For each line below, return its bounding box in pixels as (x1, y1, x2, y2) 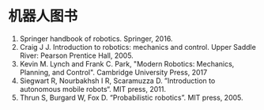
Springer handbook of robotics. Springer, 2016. (19, 33, 173, 44)
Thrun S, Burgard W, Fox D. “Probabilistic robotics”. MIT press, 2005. (19, 93, 243, 102)
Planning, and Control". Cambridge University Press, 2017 (19, 67, 208, 77)
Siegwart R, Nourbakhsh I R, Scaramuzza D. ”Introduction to (19, 76, 216, 85)
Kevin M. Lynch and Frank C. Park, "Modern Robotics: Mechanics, (19, 59, 235, 68)
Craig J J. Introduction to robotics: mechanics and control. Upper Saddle (19, 42, 257, 51)
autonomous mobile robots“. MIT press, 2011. (19, 84, 166, 93)
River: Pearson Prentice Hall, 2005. (19, 51, 134, 60)
